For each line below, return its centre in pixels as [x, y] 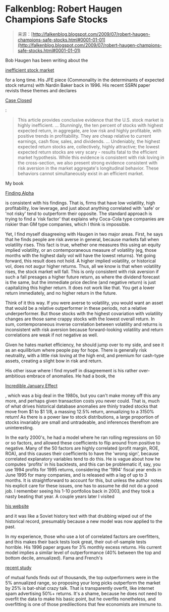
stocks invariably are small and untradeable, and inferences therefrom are [82, 422]
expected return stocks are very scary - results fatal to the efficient [87, 152]
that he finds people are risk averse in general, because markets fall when [82, 239]
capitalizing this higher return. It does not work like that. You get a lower [80, 288]
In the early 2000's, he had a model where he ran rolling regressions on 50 [83, 437]
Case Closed [18, 100]
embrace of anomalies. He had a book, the [71, 376]
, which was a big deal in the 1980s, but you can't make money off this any [83, 395]
